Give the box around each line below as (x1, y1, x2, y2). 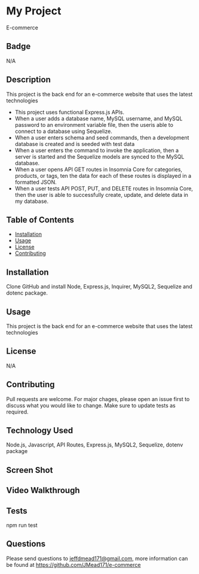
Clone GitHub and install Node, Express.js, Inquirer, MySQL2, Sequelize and (6, 283, 192, 290)
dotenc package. (6, 289, 48, 297)
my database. (14, 198, 49, 205)
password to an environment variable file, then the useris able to (14, 121, 173, 128)
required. (6, 408, 29, 415)
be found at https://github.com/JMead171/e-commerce (6, 561, 141, 568)
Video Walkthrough (6, 485, 80, 496)
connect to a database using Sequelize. (14, 127, 112, 135)
